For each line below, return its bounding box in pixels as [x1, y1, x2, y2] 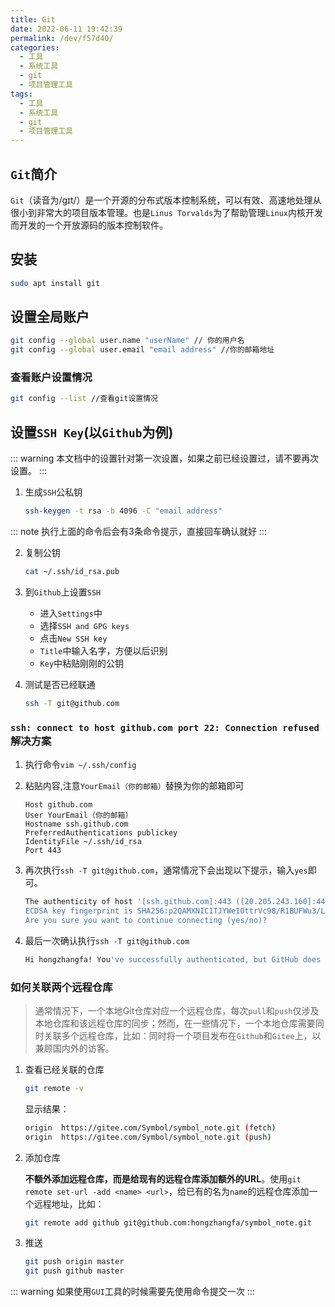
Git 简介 [10, 166, 58, 183]
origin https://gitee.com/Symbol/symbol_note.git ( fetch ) [24, 1122, 277, 1133]
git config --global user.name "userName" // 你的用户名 [10, 336, 245, 346]
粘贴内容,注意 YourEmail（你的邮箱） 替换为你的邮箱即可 [24, 780, 245, 792]
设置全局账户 [10, 309, 90, 326]
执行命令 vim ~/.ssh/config [24, 759, 137, 771]
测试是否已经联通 [24, 678, 96, 690]
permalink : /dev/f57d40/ [10, 33, 114, 43]
